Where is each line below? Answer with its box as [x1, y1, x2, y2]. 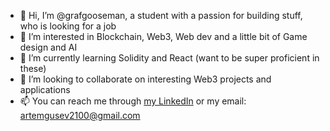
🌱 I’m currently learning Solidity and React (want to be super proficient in [19, 52, 320, 64]
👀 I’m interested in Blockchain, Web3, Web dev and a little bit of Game [19, 31, 308, 42]
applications [19, 84, 71, 95]
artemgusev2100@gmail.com [19, 110, 141, 121]
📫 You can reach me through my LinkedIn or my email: [19, 95, 247, 107]
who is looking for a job [19, 20, 117, 32]
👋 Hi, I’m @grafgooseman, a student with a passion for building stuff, [19, 10, 303, 21]
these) [19, 63, 47, 74]
